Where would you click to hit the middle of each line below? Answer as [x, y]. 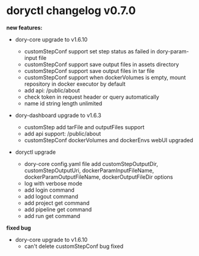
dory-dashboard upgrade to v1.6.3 [58, 115]
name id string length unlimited [63, 103]
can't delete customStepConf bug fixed [74, 246]
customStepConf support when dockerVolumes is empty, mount [105, 77]
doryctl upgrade [35, 152]
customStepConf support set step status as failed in [90, 51]
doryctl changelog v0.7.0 [71, 11]
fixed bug [19, 228]
